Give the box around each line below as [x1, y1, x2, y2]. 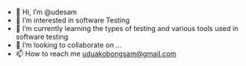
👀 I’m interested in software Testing [15, 16, 130, 25]
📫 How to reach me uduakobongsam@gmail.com [15, 49, 177, 58]
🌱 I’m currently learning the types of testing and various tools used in [15, 24, 239, 33]
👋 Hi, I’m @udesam [15, 8, 78, 16]
